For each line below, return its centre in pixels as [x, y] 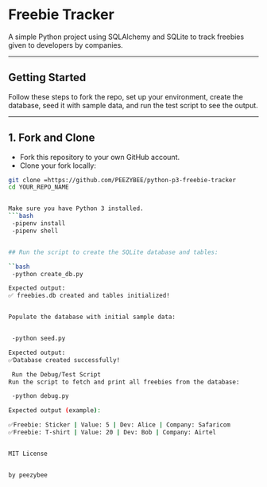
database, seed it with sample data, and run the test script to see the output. [133, 105]
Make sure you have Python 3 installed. [76, 208]
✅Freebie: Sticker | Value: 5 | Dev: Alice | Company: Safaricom [119, 425]
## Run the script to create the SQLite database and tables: [113, 252]
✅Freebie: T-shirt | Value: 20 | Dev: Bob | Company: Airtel [112, 432]
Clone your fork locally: [58, 166]
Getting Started [47, 78]
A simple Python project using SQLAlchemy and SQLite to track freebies [126, 37]
